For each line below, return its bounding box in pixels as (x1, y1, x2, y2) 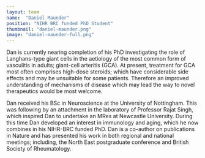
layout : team (6, 9, 40, 15)
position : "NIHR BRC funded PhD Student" (6, 20, 114, 26)
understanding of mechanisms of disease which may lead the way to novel (6, 81, 195, 89)
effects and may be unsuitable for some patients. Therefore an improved (6, 75, 189, 82)
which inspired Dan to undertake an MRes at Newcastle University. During (6, 113, 193, 120)
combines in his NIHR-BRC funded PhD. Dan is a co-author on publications (6, 126, 195, 133)
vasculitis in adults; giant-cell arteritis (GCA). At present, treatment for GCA (6, 62, 196, 69)
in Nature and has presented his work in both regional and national (6, 132, 174, 140)
